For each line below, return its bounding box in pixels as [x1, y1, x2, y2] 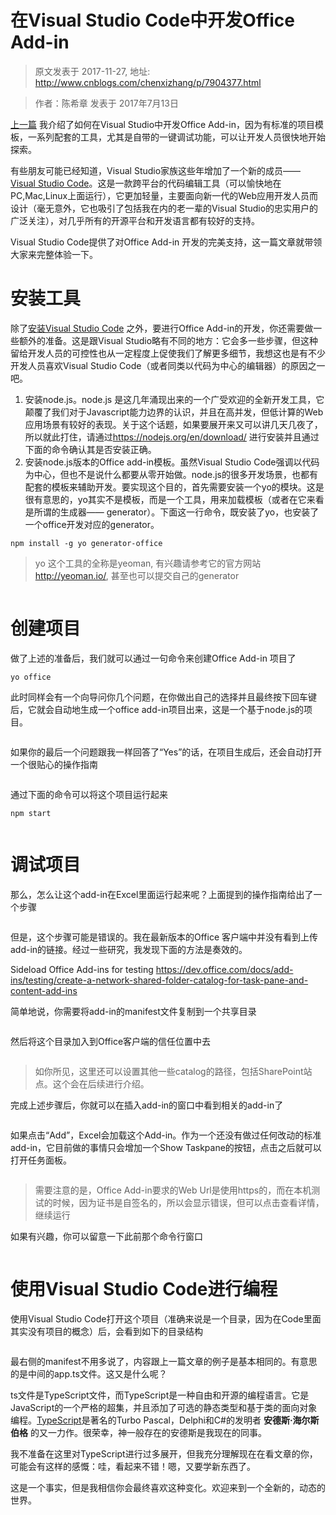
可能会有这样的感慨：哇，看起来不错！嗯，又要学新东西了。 [10, 1460, 256, 1472]
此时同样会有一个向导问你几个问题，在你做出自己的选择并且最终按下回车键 [10, 691, 317, 703]
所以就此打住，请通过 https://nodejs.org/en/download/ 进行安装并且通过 [24, 431, 320, 443]
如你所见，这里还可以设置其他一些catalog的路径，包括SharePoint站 [34, 1065, 313, 1077]
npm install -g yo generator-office [10, 538, 163, 548]
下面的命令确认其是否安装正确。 [24, 443, 157, 455]
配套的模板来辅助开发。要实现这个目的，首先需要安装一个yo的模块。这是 [24, 481, 325, 493]
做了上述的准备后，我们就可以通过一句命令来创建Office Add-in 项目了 [10, 652, 297, 664]
